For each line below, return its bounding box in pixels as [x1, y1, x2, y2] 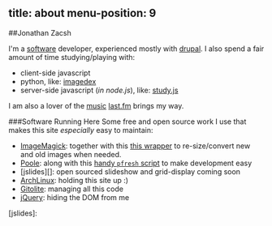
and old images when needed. [19, 149, 122, 159]
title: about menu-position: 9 [8, 6, 157, 20]
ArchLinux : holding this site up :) [19, 175, 128, 185]
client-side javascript [19, 68, 91, 78]
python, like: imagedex [19, 76, 97, 86]
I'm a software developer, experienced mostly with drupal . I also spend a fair [8, 44, 265, 53]
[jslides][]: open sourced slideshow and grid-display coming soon [19, 166, 241, 177]
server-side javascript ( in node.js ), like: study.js [19, 85, 179, 95]
